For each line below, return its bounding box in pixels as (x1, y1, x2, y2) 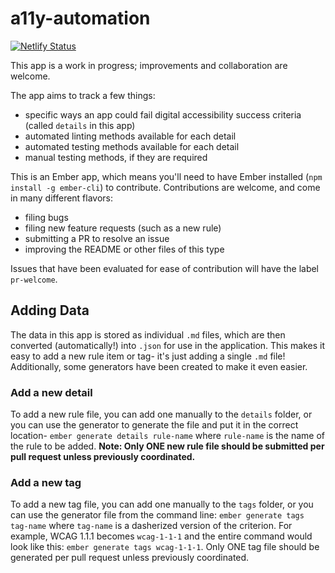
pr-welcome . (10, 273, 58, 285)
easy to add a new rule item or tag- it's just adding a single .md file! (10, 350, 286, 362)
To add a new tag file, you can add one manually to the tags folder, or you (10, 498, 314, 511)
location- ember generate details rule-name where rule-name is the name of (10, 430, 325, 442)
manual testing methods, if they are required (24, 151, 208, 163)
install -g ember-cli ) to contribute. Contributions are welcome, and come (10, 181, 321, 193)
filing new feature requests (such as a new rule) (24, 222, 222, 234)
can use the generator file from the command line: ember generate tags (10, 509, 305, 521)
